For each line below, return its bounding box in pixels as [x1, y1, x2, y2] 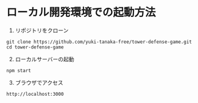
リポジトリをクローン [15, 27, 69, 34]
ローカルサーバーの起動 [15, 55, 74, 62]
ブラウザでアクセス [15, 79, 64, 86]
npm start [6, 67, 32, 73]
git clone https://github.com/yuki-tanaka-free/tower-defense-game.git [6, 39, 192, 45]
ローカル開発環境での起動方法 [6, 5, 157, 19]
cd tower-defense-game [6, 44, 64, 50]
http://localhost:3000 [6, 91, 64, 97]
